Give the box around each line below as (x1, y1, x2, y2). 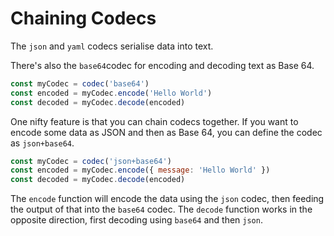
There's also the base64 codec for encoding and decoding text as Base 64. (10, 59, 315, 71)
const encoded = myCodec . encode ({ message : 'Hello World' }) (10, 165, 271, 176)
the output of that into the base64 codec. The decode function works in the (10, 203, 313, 216)
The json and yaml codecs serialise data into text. (10, 40, 214, 52)
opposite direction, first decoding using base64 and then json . (10, 214, 263, 226)
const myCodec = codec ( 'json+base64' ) (10, 156, 172, 166)
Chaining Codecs (10, 7, 157, 30)
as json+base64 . (10, 137, 75, 149)
